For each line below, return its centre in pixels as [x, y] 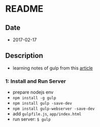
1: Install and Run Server [36, 81]
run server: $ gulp [31, 119]
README [24, 9]
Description [24, 56]
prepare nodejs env [33, 92]
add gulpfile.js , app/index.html [47, 114]
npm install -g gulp [34, 98]
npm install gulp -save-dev [42, 104]
